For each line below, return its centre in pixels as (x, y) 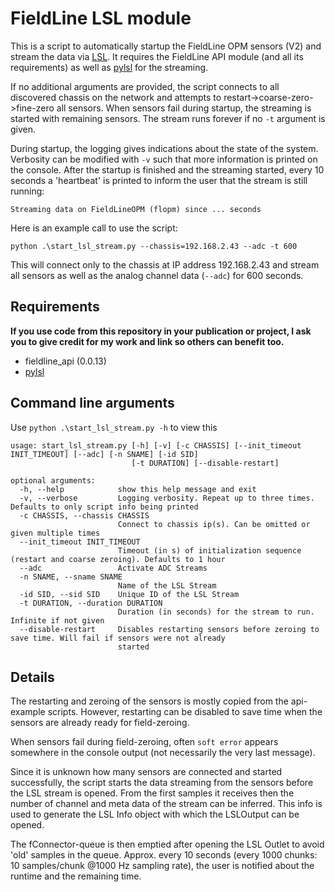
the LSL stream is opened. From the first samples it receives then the (152, 793)
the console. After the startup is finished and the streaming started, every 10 (167, 169)
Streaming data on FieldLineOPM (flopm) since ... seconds (136, 209)
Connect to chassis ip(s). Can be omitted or (214, 524)
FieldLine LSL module (101, 18)
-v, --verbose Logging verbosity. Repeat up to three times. (167, 498)
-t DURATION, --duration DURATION (91, 603)
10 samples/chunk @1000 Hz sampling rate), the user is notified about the (162, 866)
